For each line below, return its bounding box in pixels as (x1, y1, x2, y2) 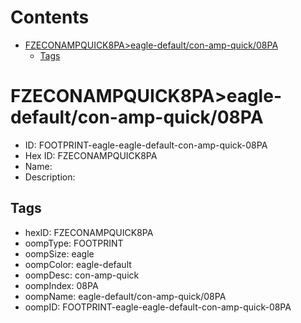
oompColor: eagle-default (24, 258, 132, 270)
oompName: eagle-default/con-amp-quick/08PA (24, 290, 227, 302)
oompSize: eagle (24, 247, 95, 260)
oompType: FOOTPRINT (24, 237, 124, 249)
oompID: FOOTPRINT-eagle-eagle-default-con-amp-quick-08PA (24, 301, 292, 313)
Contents (10, 6, 90, 29)
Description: (24, 171, 76, 183)
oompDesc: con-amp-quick (24, 269, 140, 281)
